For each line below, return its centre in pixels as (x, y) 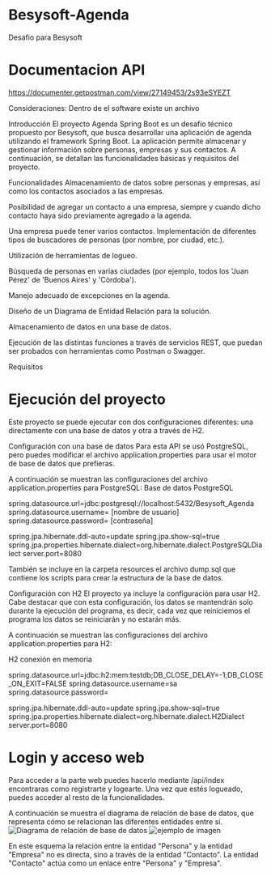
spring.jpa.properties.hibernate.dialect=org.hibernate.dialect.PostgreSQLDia (135, 545)
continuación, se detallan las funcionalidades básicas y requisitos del (124, 158)
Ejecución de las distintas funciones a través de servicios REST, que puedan (135, 342)
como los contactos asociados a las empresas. (86, 191)
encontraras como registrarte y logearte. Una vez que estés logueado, (125, 789)
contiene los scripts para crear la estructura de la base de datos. (116, 577)
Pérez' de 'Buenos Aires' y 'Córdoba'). (72, 279)
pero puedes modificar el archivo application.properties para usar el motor (133, 454)
